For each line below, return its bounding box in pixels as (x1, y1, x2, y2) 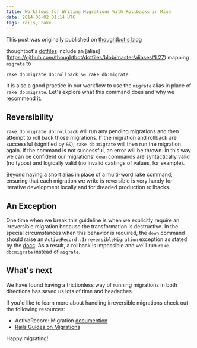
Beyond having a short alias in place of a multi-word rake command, (6, 171, 173, 178)
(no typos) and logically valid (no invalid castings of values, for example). (6, 159, 185, 167)
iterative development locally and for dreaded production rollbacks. (6, 184, 171, 191)
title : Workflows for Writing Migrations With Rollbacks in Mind (6, 8, 171, 15)
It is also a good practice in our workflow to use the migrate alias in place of (6, 82, 192, 89)
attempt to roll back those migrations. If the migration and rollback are (6, 134, 177, 142)
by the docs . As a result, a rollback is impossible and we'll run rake (6, 242, 169, 249)
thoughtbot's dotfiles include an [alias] (6, 48, 100, 55)
